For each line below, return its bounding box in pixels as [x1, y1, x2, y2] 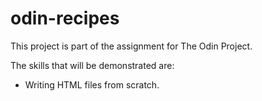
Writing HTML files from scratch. [24, 78, 160, 91]
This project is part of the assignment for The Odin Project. [10, 40, 253, 52]
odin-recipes [10, 7, 120, 30]
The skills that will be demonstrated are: [10, 59, 175, 71]
